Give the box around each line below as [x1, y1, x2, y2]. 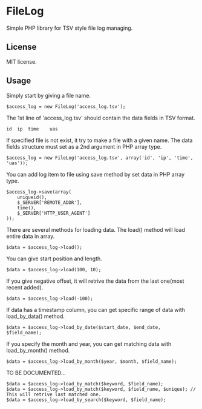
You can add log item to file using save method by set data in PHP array [6, 171, 185, 178]
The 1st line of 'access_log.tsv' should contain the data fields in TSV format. [6, 114, 195, 121]
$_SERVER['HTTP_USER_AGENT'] [17, 210, 91, 216]
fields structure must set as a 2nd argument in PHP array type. [6, 143, 162, 150]
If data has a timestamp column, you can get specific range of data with [6, 306, 186, 313]
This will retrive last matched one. [6, 391, 102, 397]
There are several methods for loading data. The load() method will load [6, 226, 186, 233]
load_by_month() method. [6, 346, 70, 354]
